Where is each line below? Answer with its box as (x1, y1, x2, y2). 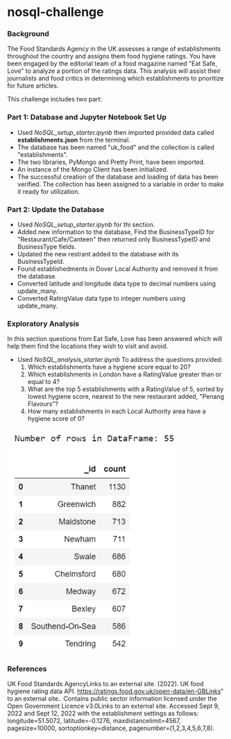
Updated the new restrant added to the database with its (17, 250, 179, 258)
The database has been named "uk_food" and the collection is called (17, 143, 215, 151)
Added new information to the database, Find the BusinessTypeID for (17, 228, 215, 236)
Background (7, 29, 50, 39)
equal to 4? (27, 378, 60, 386)
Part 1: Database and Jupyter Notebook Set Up (7, 113, 167, 122)
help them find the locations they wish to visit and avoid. (7, 342, 169, 351)
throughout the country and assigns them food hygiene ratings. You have (7, 52, 216, 60)
